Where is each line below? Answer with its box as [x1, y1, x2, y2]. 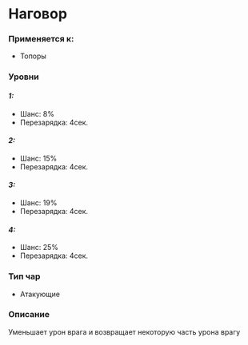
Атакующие [19, 289, 60, 299]
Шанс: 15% [19, 153, 58, 163]
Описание [8, 309, 50, 320]
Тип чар [8, 271, 41, 282]
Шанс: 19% [19, 198, 58, 208]
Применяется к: [8, 34, 74, 45]
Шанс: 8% [19, 109, 54, 118]
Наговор [8, 5, 68, 23]
